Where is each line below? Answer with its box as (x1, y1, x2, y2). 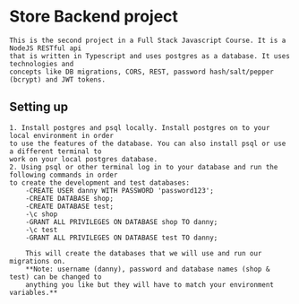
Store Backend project (9, 6, 179, 27)
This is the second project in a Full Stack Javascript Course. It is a (9, 36, 286, 45)
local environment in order (9, 131, 115, 140)
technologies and (9, 59, 74, 68)
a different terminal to (9, 146, 102, 156)
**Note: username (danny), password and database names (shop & (25, 265, 270, 274)
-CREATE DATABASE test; (25, 202, 115, 211)
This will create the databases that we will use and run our (25, 248, 262, 257)
